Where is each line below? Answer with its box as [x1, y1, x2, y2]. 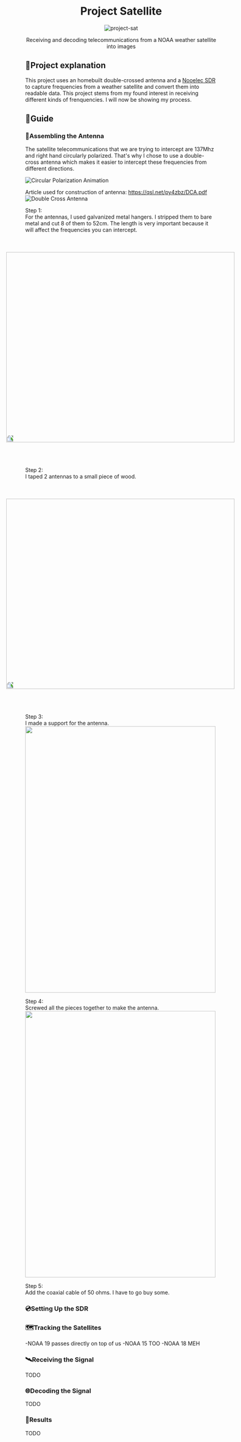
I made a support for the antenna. [25, 720, 110, 727]
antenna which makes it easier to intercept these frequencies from [40, 158, 208, 166]
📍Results [25, 1416, 52, 1424]
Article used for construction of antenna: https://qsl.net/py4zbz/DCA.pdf [25, 189, 208, 196]
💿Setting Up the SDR [25, 1304, 89, 1313]
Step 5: [25, 1282, 43, 1290]
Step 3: [25, 713, 43, 720]
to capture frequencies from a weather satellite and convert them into [25, 83, 200, 90]
